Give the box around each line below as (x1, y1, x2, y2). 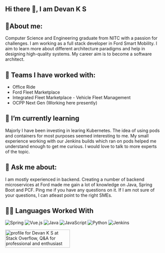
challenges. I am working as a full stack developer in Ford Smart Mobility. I (5, 40, 158, 46)
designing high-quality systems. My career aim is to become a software (5, 51, 152, 57)
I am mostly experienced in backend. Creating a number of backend (5, 176, 145, 182)
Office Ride (12, 84, 36, 90)
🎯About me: (5, 22, 43, 30)
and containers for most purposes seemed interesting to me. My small (5, 132, 149, 138)
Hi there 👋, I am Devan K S (5, 5, 87, 13)
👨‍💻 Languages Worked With (5, 207, 93, 215)
